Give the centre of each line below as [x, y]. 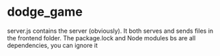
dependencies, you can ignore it [52, 45]
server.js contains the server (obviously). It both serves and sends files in [110, 31]
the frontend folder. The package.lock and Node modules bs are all [101, 38]
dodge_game [45, 12]
